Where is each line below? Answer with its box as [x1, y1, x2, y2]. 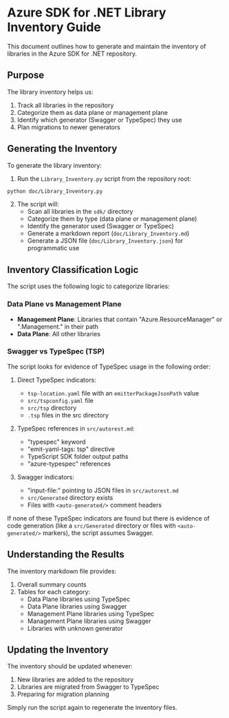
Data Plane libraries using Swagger [27, 602, 127, 610]
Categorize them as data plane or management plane [17, 108, 168, 116]
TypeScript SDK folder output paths [27, 452, 129, 460]
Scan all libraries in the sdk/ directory [27, 208, 133, 216]
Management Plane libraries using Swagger [27, 617, 151, 625]
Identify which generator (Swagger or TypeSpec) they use [17, 116, 182, 124]
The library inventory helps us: [7, 87, 94, 96]
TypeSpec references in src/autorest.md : [17, 424, 135, 433]
